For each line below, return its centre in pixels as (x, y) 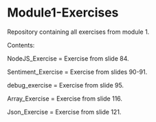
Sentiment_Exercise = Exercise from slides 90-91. (77, 72)
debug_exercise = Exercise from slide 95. (66, 85)
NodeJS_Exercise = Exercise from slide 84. (68, 58)
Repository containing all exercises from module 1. (78, 32)
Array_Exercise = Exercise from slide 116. (65, 99)
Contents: (21, 45)
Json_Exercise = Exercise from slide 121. (64, 112)
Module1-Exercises (63, 13)
